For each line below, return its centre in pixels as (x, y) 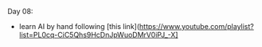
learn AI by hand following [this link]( (79, 26)
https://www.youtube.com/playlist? (196, 26)
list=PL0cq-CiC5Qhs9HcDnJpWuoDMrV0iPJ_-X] (98, 35)
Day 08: (20, 11)
